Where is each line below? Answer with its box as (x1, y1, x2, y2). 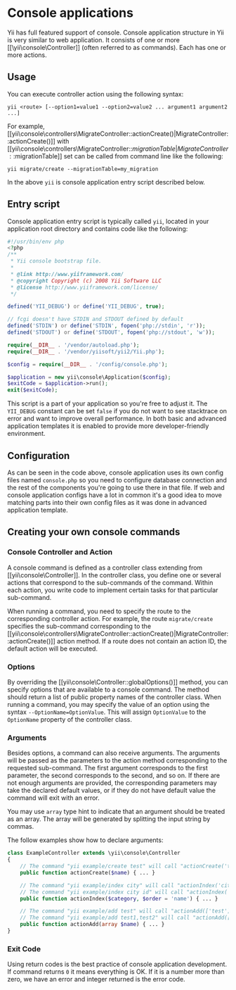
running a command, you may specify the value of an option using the (7, 700, 210, 708)
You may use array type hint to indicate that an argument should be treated (7, 808, 225, 816)
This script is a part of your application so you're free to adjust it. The (7, 399, 208, 408)
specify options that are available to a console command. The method (7, 685, 209, 694)
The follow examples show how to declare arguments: (7, 836, 164, 844)
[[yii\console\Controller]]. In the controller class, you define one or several (7, 570, 221, 579)
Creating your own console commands (7, 526, 181, 538)
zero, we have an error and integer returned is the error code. (7, 975, 185, 984)
